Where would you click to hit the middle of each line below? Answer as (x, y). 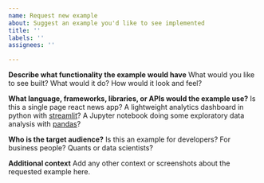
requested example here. (49, 172)
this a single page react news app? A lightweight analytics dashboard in (126, 107)
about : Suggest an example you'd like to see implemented (106, 23)
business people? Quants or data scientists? (81, 148)
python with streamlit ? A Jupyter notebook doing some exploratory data (126, 115)
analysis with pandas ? (45, 124)
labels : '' (26, 38)
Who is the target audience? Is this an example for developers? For (120, 139)
